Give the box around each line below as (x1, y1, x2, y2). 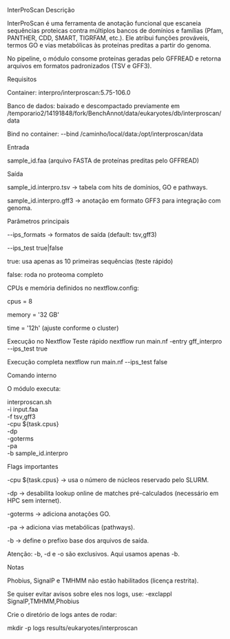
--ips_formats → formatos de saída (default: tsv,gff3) (7, 231, 157, 238)
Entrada (7, 143, 30, 151)
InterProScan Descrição (7, 6, 75, 14)
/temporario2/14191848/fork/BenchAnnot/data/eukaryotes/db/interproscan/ (7, 109, 222, 117)
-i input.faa (7, 406, 39, 413)
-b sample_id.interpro (7, 449, 69, 457)
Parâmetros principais (7, 217, 70, 225)
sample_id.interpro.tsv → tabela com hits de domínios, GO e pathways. (7, 183, 208, 191)
